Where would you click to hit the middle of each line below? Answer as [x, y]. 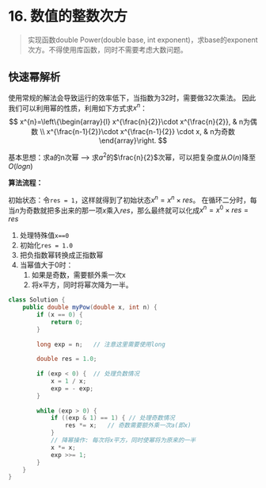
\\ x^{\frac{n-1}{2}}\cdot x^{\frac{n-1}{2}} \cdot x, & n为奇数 [137, 132]
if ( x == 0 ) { [60, 315]
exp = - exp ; [72, 388]
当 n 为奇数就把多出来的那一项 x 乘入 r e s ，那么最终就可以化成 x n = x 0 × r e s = [129, 209]
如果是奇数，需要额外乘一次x [79, 275]
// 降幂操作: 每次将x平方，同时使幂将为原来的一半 [123, 440]
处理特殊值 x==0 [44, 236]
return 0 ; [66, 322]
